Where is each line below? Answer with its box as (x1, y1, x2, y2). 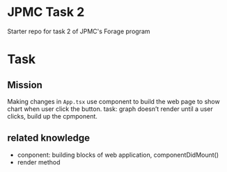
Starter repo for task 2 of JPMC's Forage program (7, 27, 151, 35)
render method (17, 157, 61, 166)
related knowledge (7, 132, 91, 144)
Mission (7, 79, 43, 91)
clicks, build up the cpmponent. (7, 112, 97, 120)
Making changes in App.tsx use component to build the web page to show (7, 97, 221, 105)
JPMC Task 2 (7, 4, 85, 20)
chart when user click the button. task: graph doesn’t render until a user (7, 105, 214, 113)
